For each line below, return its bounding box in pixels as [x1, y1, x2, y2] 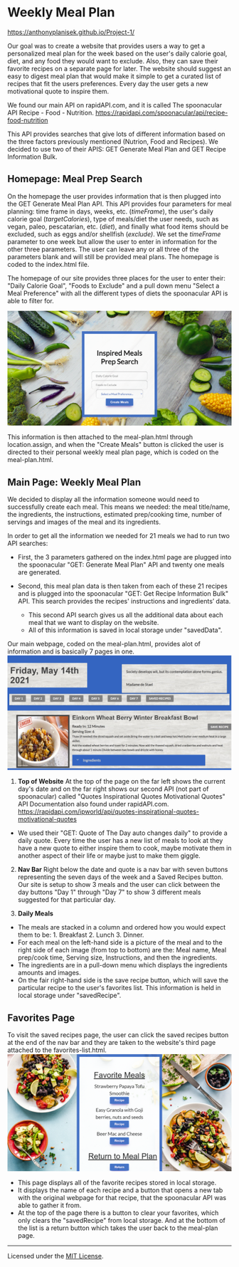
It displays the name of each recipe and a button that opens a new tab [17, 1186, 223, 1194]
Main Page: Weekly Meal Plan [7, 476, 141, 488]
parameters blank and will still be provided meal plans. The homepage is [7, 252, 219, 261]
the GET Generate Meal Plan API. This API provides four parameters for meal [7, 199, 232, 208]
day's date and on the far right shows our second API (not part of [17, 784, 209, 794]
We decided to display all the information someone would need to [7, 495, 200, 503]
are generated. [17, 567, 62, 577]
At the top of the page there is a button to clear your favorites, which [17, 1208, 219, 1217]
